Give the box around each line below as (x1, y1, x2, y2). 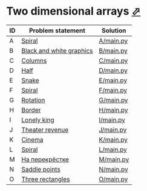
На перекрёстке (21, 155, 70, 164)
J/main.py (99, 125, 127, 134)
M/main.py (99, 155, 129, 164)
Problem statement (29, 26, 86, 35)
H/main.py (99, 105, 128, 114)
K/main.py (99, 135, 128, 144)
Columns (21, 56, 47, 64)
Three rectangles (21, 175, 70, 183)
